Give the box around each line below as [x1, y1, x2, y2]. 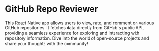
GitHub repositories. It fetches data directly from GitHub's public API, [5, 25, 144, 30]
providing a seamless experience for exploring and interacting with [5, 30, 140, 36]
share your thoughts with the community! [5, 40, 88, 46]
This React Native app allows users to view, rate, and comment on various [5, 20, 154, 25]
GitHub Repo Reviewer [5, 3, 99, 15]
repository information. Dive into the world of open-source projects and [5, 35, 149, 41]
